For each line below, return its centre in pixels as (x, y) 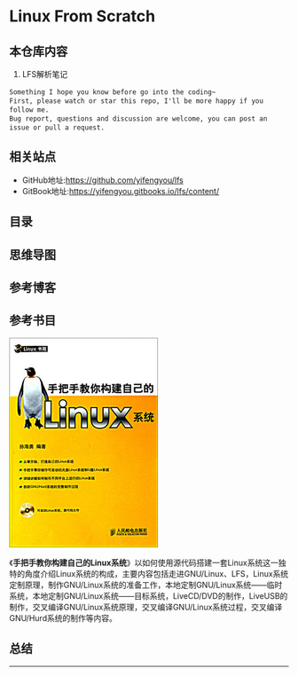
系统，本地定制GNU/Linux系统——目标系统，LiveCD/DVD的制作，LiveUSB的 (149, 595)
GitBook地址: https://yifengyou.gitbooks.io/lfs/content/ (121, 191)
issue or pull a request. (57, 128)
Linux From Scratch (82, 16)
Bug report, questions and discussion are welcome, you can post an (138, 119)
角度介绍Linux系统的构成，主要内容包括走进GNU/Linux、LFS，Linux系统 (157, 573)
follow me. (29, 110)
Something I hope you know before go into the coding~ (113, 92)
